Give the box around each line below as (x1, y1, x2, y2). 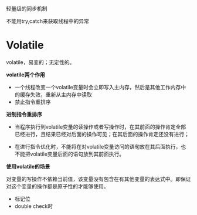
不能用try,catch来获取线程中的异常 (6, 18, 90, 25)
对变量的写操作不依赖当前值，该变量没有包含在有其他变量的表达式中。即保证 (6, 175, 191, 182)
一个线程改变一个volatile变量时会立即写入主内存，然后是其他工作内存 (14, 83, 181, 90)
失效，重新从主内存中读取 (30, 90, 92, 98)
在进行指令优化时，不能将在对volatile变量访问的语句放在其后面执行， (14, 143, 181, 150)
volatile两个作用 (6, 71, 45, 78)
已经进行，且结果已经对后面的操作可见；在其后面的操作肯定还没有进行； (14, 130, 189, 137)
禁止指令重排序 (14, 98, 51, 105)
